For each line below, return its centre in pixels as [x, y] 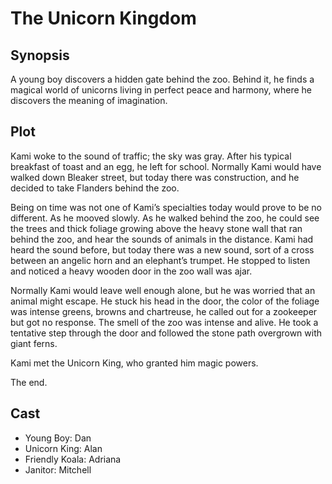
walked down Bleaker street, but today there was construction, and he [155, 177]
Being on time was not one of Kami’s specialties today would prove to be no [166, 207]
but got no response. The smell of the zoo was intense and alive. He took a [164, 322]
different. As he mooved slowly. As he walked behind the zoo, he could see [165, 218]
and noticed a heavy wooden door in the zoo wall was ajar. [131, 271]
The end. [29, 382]
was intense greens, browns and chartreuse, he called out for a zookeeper [164, 311]
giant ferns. [34, 343]
